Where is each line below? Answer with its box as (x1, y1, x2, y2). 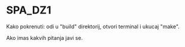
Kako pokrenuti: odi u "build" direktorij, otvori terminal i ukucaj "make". (6, 23, 180, 30)
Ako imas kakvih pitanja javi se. (6, 34, 83, 41)
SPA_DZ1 (6, 4, 52, 17)
